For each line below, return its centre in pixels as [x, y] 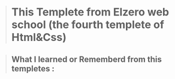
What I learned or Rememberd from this [87, 59]
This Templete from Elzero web [90, 12]
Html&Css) [39, 37]
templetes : [33, 69]
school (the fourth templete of [87, 25]
